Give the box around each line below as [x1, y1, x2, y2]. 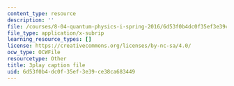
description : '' [7, 17, 54, 24]
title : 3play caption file [7, 62, 86, 69]
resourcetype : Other [7, 55, 68, 62]
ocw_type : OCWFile [7, 49, 61, 56]
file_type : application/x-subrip [7, 29, 104, 37]
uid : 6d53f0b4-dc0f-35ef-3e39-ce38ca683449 [7, 68, 136, 75]
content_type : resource [7, 10, 77, 17]
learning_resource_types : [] [7, 36, 92, 43]
